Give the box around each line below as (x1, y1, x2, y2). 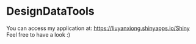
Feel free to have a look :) (6, 31, 70, 38)
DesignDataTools (6, 4, 95, 18)
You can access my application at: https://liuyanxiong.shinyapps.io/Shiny (6, 24, 191, 32)
